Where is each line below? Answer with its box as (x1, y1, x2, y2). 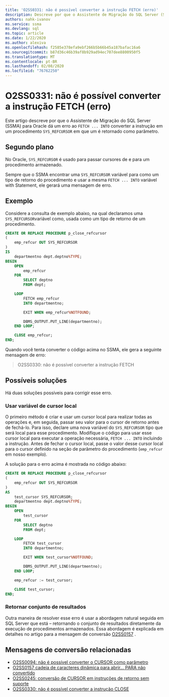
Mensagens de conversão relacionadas (5, 646, 132, 654)
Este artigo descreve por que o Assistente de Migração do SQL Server (5, 117, 151, 124)
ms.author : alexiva (5, 40, 46, 45)
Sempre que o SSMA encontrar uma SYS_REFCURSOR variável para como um (5, 171, 159, 177)
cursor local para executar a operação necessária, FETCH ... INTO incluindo (5, 435, 162, 442)
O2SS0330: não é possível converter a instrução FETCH (17, 362, 134, 368)
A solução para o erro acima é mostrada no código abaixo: (5, 461, 127, 467)
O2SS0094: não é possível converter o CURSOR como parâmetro (12, 659, 148, 665)
